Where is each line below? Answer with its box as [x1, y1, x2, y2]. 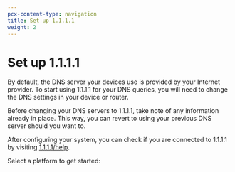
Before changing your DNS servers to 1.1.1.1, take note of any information [7, 107, 219, 115]
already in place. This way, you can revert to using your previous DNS [7, 114, 212, 123]
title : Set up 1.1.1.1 [7, 17, 75, 24]
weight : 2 [7, 23, 37, 31]
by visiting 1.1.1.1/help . [7, 143, 70, 151]
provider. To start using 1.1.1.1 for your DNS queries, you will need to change [7, 85, 228, 94]
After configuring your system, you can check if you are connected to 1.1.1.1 [7, 136, 228, 144]
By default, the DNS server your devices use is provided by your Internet [7, 77, 221, 86]
